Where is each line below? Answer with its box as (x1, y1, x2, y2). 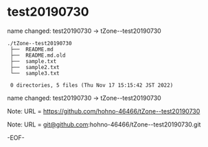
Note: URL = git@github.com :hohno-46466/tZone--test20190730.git (7, 120, 201, 129)
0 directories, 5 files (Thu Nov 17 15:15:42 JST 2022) (10, 81, 174, 89)
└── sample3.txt (10, 70, 60, 77)
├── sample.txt (10, 57, 57, 65)
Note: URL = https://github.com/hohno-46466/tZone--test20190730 (7, 107, 200, 115)
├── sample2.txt (10, 64, 60, 70)
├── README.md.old (10, 52, 67, 59)
